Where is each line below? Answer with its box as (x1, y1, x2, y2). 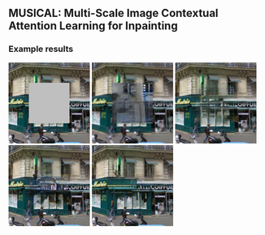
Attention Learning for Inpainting (8, 19, 178, 33)
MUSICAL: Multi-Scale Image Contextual (8, 6, 219, 20)
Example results (8, 44, 74, 55)
